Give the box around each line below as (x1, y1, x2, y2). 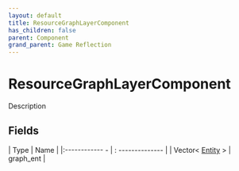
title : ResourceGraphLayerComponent (8, 19, 129, 27)
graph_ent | (8, 154, 46, 163)
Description (8, 101, 46, 111)
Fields (8, 124, 40, 138)
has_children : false (8, 26, 77, 34)
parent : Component (8, 33, 69, 42)
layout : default (8, 11, 62, 20)
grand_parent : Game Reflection (8, 41, 112, 49)
